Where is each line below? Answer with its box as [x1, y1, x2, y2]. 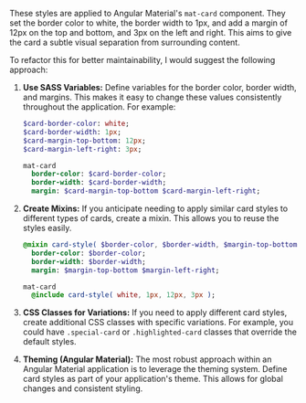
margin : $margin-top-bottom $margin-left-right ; [31, 265, 220, 275]
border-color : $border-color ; [31, 249, 146, 258]
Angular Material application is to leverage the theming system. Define [22, 364, 288, 375]
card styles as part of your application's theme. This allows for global [22, 374, 283, 385]
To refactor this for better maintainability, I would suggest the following [9, 55, 276, 65]
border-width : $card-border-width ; [31, 178, 167, 187]
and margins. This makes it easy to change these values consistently [22, 91, 282, 102]
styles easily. [22, 223, 72, 233]
